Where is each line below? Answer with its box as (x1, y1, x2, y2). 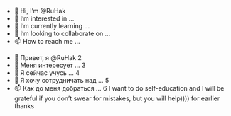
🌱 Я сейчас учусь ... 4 (14, 69, 80, 77)
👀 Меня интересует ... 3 (14, 61, 86, 69)
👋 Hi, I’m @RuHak (14, 7, 66, 15)
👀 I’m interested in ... (14, 14, 75, 23)
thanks (14, 102, 34, 110)
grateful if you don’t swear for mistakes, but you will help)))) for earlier (14, 94, 220, 103)
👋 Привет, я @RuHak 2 (14, 54, 82, 62)
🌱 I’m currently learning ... (14, 22, 90, 30)
